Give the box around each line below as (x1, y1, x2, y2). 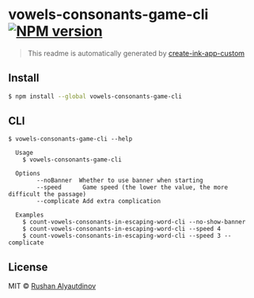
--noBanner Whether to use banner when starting (36, 176, 203, 185)
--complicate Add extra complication (36, 198, 161, 206)
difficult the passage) (8, 190, 87, 198)
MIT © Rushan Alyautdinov (8, 281, 97, 291)
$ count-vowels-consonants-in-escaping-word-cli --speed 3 (22, 232, 222, 240)
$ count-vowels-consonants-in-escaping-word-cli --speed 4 (22, 225, 222, 233)
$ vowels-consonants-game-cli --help (8, 135, 133, 143)
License (8, 260, 48, 273)
